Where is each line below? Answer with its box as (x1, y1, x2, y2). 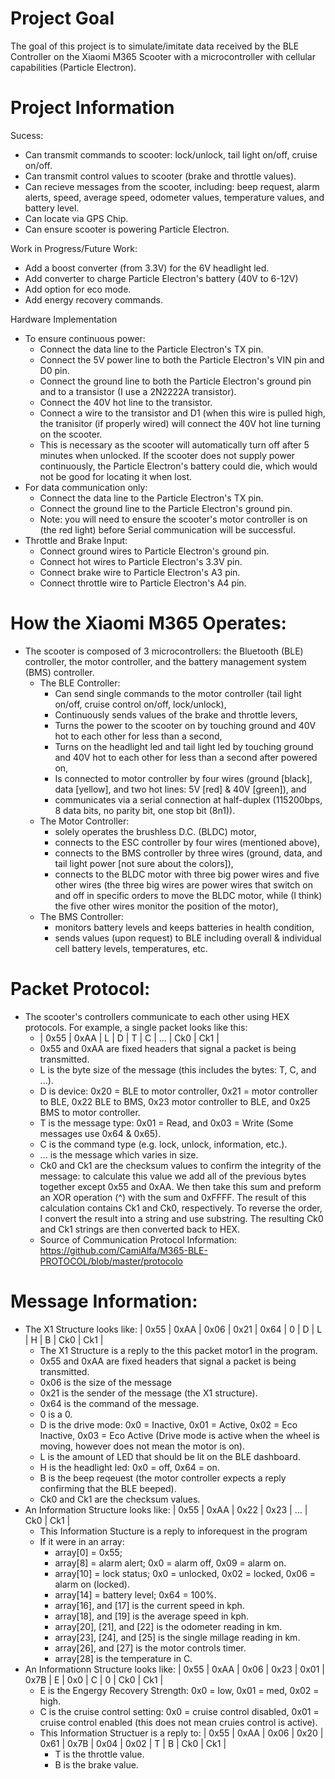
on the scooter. (39, 428, 103, 440)
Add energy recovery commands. (24, 293, 163, 306)
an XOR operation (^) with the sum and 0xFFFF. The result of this (39, 1191, 307, 1203)
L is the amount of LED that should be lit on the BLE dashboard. (39, 1450, 301, 1462)
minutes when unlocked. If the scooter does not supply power (39, 449, 296, 461)
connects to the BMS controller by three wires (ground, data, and (54, 847, 323, 859)
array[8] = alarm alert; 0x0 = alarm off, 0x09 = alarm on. (54, 1557, 287, 1569)
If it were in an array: (39, 1535, 125, 1547)
